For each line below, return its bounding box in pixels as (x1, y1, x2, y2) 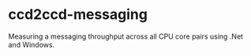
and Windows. (8, 39, 55, 49)
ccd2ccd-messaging (8, 6, 148, 24)
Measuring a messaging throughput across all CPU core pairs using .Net (8, 32, 243, 41)
